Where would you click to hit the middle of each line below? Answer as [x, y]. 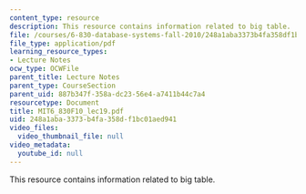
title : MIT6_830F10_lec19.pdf [67, 111]
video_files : [34, 128]
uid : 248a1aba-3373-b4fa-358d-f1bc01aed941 [93, 119]
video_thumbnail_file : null [71, 137]
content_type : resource [55, 18]
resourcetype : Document [55, 102]
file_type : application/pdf [63, 43]
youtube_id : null [51, 153]
